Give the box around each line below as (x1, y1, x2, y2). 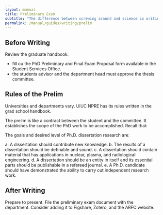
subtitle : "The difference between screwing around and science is (5, 16, 145, 21)
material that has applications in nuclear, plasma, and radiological (5, 152, 136, 157)
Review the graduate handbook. (5, 51, 69, 57)
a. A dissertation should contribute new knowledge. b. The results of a (5, 141, 146, 147)
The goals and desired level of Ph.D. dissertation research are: (5, 132, 130, 138)
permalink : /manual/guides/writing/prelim (5, 20, 92, 26)
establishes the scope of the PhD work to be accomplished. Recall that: (5, 123, 148, 128)
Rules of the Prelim (5, 90, 64, 98)
